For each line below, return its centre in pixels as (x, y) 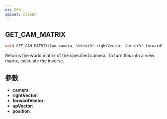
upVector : (23, 106)
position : (22, 111)
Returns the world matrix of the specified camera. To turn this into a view (80, 56)
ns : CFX (13, 10)
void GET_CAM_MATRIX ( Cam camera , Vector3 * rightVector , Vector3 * (74, 46)
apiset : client (21, 14)
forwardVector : (29, 101)
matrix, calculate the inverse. (35, 61)
